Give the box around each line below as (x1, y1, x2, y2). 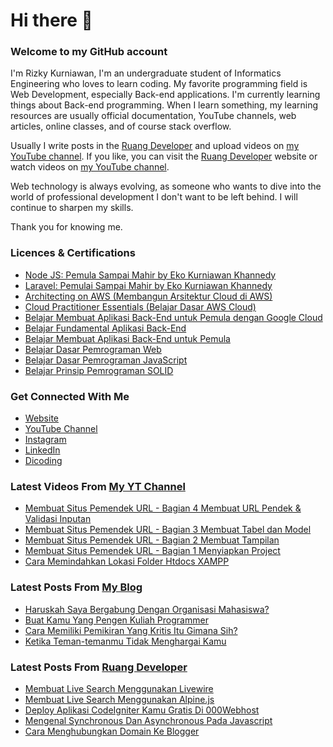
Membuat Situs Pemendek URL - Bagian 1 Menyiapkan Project (24, 545, 281, 557)
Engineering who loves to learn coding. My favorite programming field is (10, 78, 308, 90)
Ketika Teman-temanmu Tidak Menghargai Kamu (24, 635, 227, 647)
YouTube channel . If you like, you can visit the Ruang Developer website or (10, 150, 318, 163)
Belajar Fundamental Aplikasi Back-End (24, 322, 187, 334)
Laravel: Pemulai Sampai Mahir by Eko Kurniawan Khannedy (24, 279, 273, 291)
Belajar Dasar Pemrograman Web (24, 343, 162, 355)
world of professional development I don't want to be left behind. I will (10, 191, 298, 203)
